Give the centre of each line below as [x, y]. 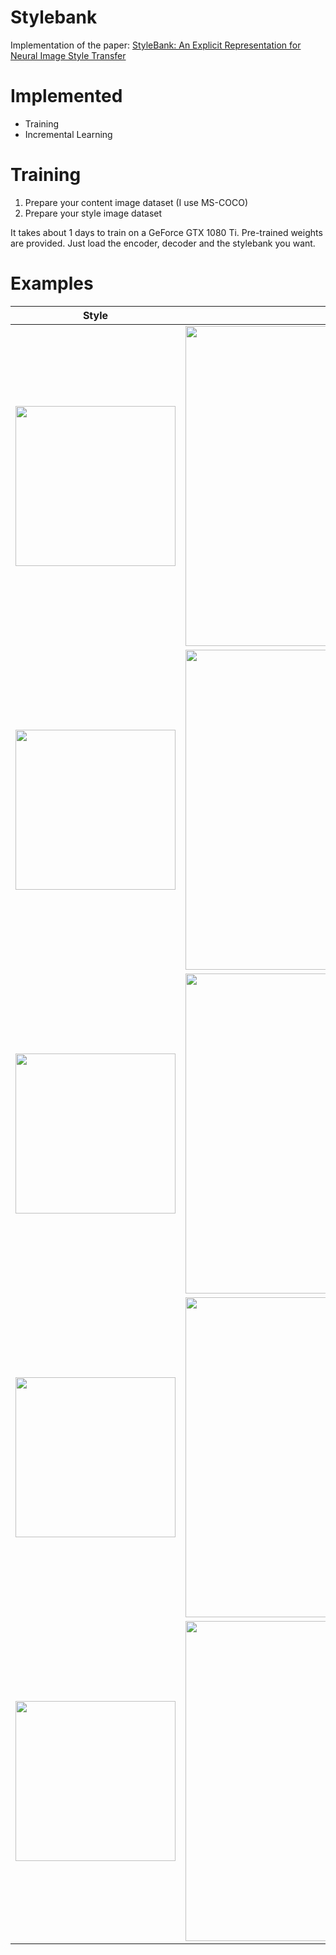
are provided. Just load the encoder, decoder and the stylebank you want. [163, 243]
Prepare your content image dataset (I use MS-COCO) [136, 202]
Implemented [66, 96]
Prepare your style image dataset [93, 213]
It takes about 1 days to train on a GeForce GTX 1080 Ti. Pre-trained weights [166, 232]
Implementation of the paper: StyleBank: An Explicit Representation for [156, 45]
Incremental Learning [68, 134]
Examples [52, 283]
